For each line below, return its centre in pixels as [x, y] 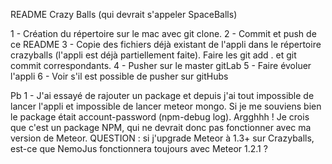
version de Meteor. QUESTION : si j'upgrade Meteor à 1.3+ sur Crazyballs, [162, 138]
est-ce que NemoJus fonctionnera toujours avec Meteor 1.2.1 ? [139, 148]
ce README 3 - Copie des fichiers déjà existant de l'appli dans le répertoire [166, 44]
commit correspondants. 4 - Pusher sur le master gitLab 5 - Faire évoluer [161, 65]
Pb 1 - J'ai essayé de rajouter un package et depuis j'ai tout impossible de [162, 95]
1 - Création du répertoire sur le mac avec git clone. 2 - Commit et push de [163, 33]
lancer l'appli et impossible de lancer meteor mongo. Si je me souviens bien [166, 106]
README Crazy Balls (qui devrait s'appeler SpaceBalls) [124, 14]
